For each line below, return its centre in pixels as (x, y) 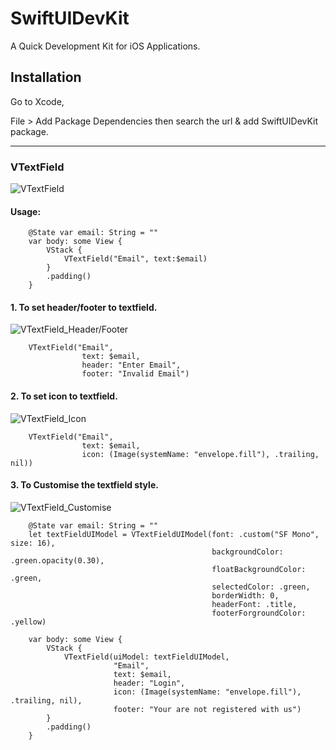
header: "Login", (149, 683)
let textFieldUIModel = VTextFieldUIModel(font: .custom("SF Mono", (174, 534)
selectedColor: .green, (261, 587)
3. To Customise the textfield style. (84, 485)
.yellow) (28, 622)
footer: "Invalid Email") (135, 374)
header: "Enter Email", (131, 365)
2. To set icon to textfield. (64, 396)
